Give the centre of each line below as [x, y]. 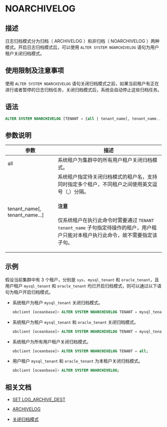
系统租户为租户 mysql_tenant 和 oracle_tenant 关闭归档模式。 [75, 322]
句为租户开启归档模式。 [29, 292]
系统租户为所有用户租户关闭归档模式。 [51, 342]
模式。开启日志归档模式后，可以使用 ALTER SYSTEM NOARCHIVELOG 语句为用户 [82, 47]
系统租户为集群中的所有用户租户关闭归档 [105, 160]
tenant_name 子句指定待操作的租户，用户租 [107, 227]
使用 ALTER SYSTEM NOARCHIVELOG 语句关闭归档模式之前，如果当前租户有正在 [82, 83]
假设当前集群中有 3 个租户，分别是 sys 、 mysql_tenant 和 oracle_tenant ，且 [82, 280]
